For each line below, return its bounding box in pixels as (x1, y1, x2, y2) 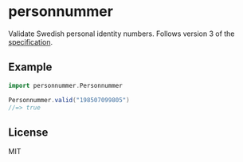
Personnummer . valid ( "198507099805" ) (8, 96, 130, 104)
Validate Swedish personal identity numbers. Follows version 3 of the (8, 29, 235, 38)
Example (8, 61, 53, 74)
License (8, 125, 49, 139)
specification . (8, 37, 53, 46)
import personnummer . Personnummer (8, 81, 123, 89)
